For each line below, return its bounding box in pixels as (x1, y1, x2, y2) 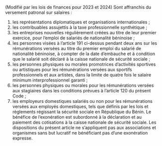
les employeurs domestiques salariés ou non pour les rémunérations (12, 98, 153, 104)
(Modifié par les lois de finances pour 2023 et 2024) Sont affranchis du (5, 4, 152, 10)
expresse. (12, 135, 33, 141)
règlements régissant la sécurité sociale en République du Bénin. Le (12, 109, 152, 115)
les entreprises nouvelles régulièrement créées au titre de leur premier (12, 30, 157, 35)
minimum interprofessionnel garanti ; (12, 77, 88, 83)
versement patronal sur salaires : (5, 9, 73, 15)
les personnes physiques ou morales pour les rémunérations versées (12, 82, 154, 88)
